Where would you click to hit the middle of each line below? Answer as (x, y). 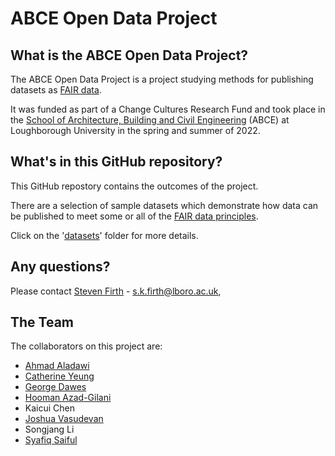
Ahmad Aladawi (57, 366)
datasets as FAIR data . (56, 90)
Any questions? (60, 267)
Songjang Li (49, 429)
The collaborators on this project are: (86, 346)
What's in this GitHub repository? (116, 162)
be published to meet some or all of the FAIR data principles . (134, 216)
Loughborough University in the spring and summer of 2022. (135, 130)
